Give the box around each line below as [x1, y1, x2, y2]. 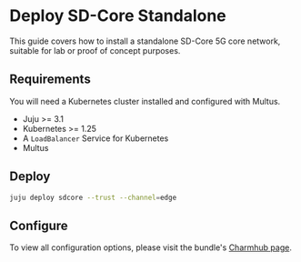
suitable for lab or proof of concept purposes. [9, 45, 181, 55]
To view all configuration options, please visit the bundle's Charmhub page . [9, 242, 293, 253]
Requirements [9, 72, 91, 87]
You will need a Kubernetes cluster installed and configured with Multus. [9, 96, 281, 106]
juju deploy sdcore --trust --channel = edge [9, 193, 177, 202]
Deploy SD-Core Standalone [9, 5, 227, 26]
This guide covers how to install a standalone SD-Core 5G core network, [9, 35, 281, 46]
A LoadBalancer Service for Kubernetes [22, 133, 169, 144]
